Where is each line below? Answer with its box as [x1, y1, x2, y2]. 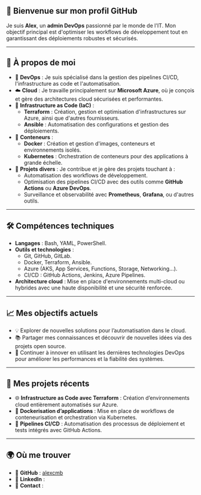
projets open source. [14, 343, 66, 350]
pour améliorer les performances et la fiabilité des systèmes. [14, 355, 165, 363]
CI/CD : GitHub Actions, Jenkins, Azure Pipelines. [23, 271, 145, 279]
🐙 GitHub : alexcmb [14, 469, 63, 476]
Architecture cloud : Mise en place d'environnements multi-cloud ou [14, 278, 185, 285]
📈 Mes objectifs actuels [6, 308, 98, 318]
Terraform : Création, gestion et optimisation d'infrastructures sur [23, 108, 187, 115]
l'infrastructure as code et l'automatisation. [14, 80, 121, 87]
